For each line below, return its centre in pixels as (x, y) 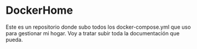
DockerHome (39, 10)
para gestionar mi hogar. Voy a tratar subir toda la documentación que (93, 33)
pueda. (14, 39)
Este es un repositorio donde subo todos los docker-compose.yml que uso (98, 27)
